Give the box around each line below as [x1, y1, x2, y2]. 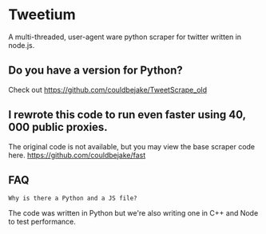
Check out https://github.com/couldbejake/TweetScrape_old [8, 85, 208, 94]
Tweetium [8, 6, 76, 24]
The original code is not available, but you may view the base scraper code [8, 141, 256, 151]
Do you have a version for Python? [8, 64, 184, 77]
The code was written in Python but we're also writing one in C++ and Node [8, 208, 259, 218]
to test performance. [8, 217, 76, 227]
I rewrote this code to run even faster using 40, [8, 108, 246, 121]
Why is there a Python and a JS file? [8, 194, 137, 203]
